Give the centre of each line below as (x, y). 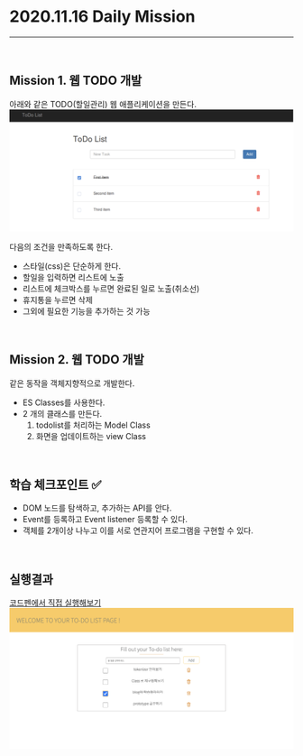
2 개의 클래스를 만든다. (62, 413)
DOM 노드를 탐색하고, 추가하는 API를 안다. (97, 508)
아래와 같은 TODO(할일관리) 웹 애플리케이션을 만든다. (103, 104)
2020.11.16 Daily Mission (102, 17)
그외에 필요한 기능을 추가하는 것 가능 (86, 311)
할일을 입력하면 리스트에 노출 (73, 277)
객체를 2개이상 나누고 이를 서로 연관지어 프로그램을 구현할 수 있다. (138, 530)
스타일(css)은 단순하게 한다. (72, 266)
